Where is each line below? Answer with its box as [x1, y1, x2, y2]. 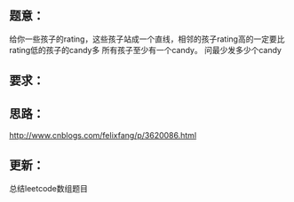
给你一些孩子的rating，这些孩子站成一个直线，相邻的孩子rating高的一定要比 [9, 34, 285, 44]
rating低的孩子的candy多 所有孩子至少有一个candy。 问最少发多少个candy [9, 44, 282, 55]
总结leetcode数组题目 [9, 183, 89, 193]
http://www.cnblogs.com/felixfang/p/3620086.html [9, 130, 197, 141]
